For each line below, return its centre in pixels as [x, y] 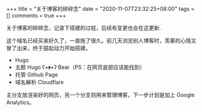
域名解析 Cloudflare [39, 82]
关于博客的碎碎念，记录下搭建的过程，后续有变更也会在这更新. [84, 28]
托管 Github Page [36, 75]
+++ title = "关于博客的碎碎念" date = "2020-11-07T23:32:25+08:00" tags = [100, 9]
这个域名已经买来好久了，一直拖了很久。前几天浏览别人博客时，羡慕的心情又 [101, 40]
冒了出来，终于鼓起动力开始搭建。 [49, 48]
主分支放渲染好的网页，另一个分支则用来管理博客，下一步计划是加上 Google [100, 95]
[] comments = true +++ [36, 16]
